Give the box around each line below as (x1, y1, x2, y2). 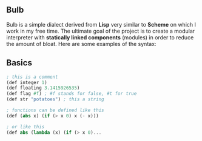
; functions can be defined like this (6, 107, 104, 113)
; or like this (6, 123, 45, 130)
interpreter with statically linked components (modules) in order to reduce (6, 33, 194, 41)
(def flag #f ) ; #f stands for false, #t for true (6, 91, 137, 97)
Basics (6, 57, 32, 68)
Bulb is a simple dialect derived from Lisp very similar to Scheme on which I (6, 21, 196, 28)
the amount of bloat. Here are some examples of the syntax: (6, 40, 157, 47)
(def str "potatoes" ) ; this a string (6, 96, 104, 102)
